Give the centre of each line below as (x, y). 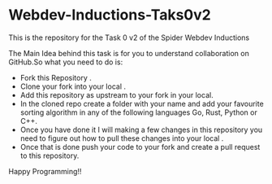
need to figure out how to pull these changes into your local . (122, 138)
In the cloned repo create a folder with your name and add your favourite (142, 103)
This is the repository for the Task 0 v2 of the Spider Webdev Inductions (129, 37)
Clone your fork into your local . (73, 86)
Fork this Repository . (56, 77)
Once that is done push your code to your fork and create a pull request (140, 147)
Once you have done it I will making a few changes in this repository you (141, 129)
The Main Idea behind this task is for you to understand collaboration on (129, 53)
